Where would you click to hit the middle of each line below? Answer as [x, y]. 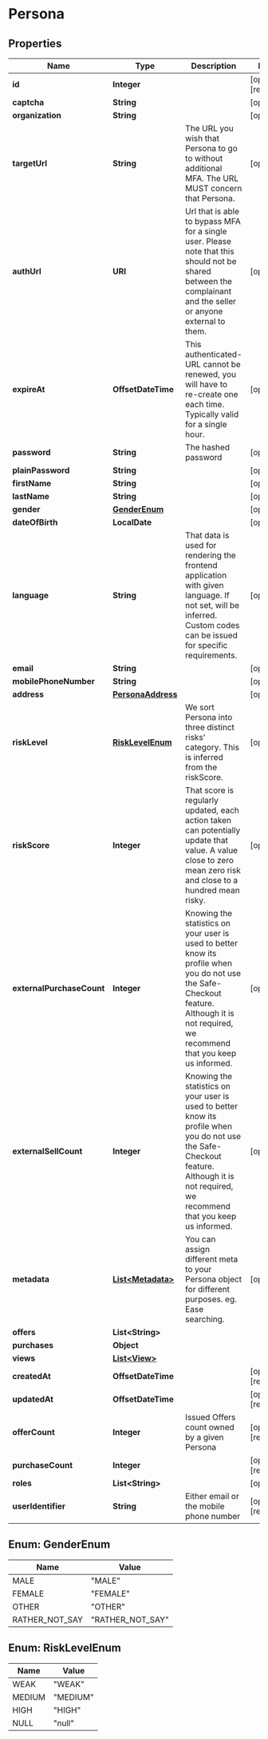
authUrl [27, 271]
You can [200, 1239]
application [206, 575]
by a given [205, 1437]
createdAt [32, 1376]
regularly [202, 800]
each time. [205, 404]
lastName [31, 496]
